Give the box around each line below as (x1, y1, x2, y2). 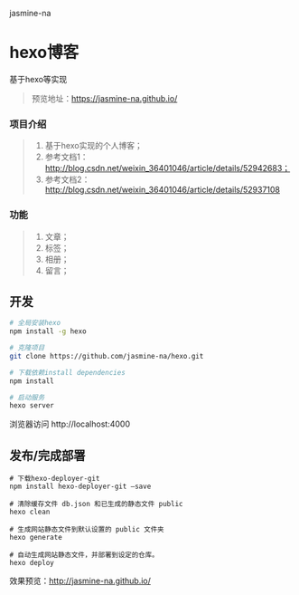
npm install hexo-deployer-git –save (9, 482, 152, 492)
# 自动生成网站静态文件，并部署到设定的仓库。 (9, 551, 160, 560)
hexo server (9, 401, 54, 410)
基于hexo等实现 (9, 73, 68, 84)
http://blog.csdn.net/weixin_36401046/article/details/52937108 (44, 185, 280, 196)
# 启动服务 (9, 393, 45, 402)
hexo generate (9, 533, 63, 542)
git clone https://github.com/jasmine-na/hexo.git (9, 351, 204, 360)
